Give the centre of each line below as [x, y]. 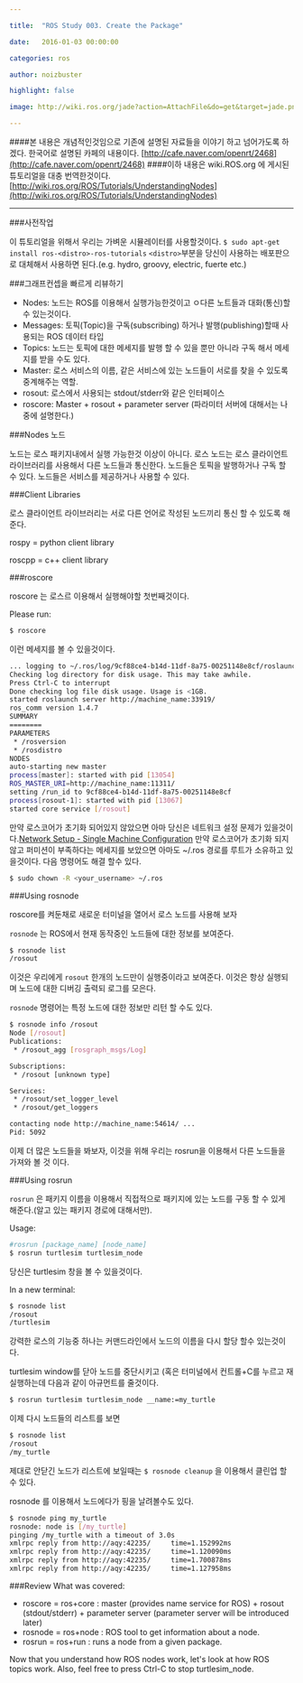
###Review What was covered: [67, 1585]
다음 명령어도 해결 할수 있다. [92, 861]
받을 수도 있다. [64, 359]
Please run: [30, 614]
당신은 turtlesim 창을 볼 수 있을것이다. [76, 1271]
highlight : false [42, 91]
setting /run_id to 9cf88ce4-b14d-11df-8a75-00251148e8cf [120, 792]
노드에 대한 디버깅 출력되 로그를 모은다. [87, 989]
